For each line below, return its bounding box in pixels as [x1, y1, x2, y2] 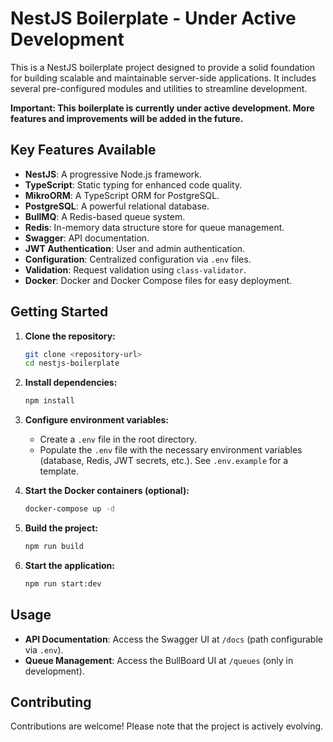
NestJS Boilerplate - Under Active [10, 7, 297, 30]
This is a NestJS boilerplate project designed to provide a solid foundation [10, 61, 316, 73]
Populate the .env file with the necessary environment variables [39, 444, 303, 456]
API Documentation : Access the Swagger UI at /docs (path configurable [24, 633, 323, 645]
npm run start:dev [24, 578, 102, 589]
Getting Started [10, 303, 109, 321]
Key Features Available [10, 142, 157, 159]
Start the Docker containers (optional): [24, 485, 190, 497]
